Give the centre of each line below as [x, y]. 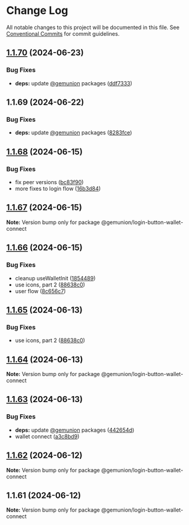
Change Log [37, 11]
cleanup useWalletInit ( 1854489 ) [55, 278]
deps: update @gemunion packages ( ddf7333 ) [74, 83]
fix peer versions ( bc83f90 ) [49, 182]
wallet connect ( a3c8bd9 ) [47, 436]
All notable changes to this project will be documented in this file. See [93, 27]
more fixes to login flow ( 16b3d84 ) [58, 189]
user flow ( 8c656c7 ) [40, 291]
